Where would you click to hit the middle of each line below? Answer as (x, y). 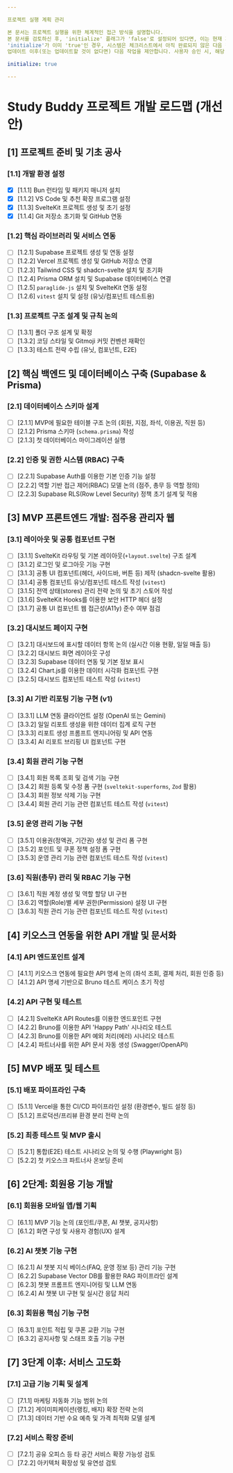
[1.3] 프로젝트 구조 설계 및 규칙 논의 (62, 316)
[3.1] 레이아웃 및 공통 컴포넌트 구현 (61, 539)
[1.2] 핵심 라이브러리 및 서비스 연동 (62, 236)
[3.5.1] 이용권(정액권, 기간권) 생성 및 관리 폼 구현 (82, 840)
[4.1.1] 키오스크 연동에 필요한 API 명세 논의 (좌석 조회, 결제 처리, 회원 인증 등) (120, 974)
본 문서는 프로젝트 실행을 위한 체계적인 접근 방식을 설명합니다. (85, 32)
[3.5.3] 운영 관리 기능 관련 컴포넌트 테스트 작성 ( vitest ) (93, 858)
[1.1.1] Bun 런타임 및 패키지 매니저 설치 (69, 190)
